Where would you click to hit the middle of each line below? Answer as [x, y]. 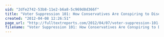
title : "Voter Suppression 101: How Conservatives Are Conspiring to [77, 14]
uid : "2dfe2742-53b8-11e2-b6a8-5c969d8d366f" [52, 9]
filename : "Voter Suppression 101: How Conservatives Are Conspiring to [81, 27]
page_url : [15, 23]
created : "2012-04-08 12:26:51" [38, 18]
